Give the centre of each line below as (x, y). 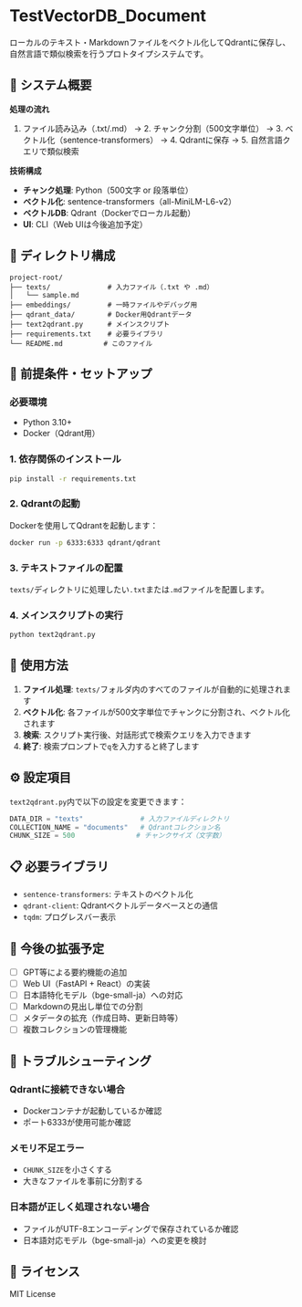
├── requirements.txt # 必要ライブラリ (87, 334)
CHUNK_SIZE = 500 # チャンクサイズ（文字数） (118, 836)
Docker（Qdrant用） (61, 434)
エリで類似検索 (51, 151)
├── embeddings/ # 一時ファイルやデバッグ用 (104, 305)
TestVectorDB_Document (108, 16)
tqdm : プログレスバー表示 (69, 917)
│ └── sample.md (44, 295)
